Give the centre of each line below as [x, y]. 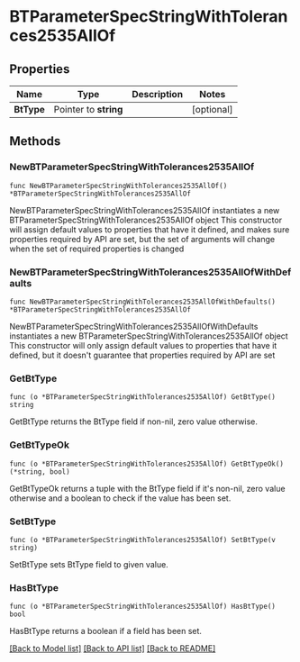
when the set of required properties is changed [97, 249]
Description [157, 94]
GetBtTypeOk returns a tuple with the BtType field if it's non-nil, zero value [147, 488]
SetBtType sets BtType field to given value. [89, 564]
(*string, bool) [40, 472]
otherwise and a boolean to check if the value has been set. [120, 498]
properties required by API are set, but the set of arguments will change [142, 239]
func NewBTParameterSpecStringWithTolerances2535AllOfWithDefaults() [143, 302]
